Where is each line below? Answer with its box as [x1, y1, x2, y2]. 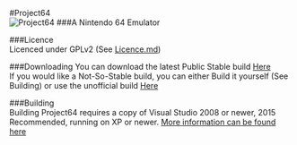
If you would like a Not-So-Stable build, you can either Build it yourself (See [9, 71, 289, 81]
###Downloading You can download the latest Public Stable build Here [9, 62, 271, 72]
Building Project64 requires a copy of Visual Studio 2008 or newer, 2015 [9, 107, 276, 117]
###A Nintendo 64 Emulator [57, 17, 161, 28]
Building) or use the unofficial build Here [9, 81, 159, 90]
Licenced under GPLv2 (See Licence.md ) [9, 44, 162, 55]
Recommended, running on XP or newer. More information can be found [9, 116, 276, 127]
